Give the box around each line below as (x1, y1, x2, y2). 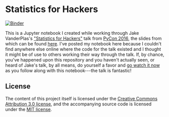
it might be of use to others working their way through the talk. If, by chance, (5, 51, 164, 57)
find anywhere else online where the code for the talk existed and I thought (5, 46, 161, 52)
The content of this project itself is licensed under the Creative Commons (5, 95, 158, 101)
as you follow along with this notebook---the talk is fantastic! (5, 67, 132, 74)
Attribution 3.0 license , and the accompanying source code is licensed (5, 101, 152, 107)
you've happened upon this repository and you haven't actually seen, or (5, 56, 155, 63)
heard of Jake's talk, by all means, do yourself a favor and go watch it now (5, 62, 160, 68)
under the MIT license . (5, 106, 52, 112)
